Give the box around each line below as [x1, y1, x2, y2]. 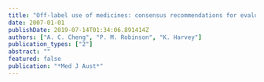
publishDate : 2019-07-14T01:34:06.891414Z [8, 26, 149, 34]
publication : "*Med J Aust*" [8, 62, 104, 70]
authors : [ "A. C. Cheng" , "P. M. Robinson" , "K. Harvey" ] [8, 33, 202, 41]
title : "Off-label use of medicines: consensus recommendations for [8, 11, 237, 20]
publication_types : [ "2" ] [8, 41, 93, 48]
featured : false [8, 55, 61, 63]
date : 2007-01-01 [8, 19, 65, 27]
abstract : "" [8, 48, 51, 55]
